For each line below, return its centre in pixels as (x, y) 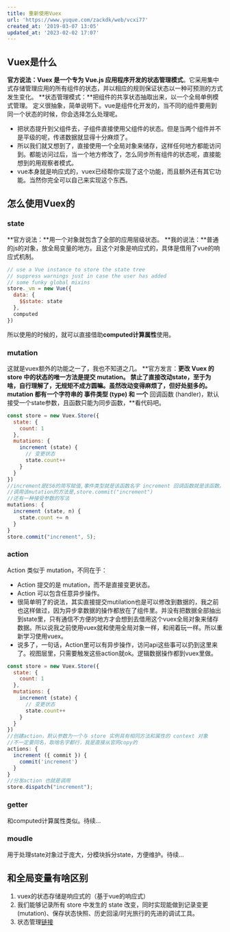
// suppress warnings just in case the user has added (87, 276)
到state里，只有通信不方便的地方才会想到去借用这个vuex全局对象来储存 (118, 619)
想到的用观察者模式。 (47, 163)
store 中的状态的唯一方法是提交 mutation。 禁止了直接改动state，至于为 (109, 377)
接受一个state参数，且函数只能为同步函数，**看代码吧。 (86, 402)
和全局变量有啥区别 (48, 878)
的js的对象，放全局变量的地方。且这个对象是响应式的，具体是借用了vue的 (111, 248)
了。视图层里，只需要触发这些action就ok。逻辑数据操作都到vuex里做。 (117, 653)
